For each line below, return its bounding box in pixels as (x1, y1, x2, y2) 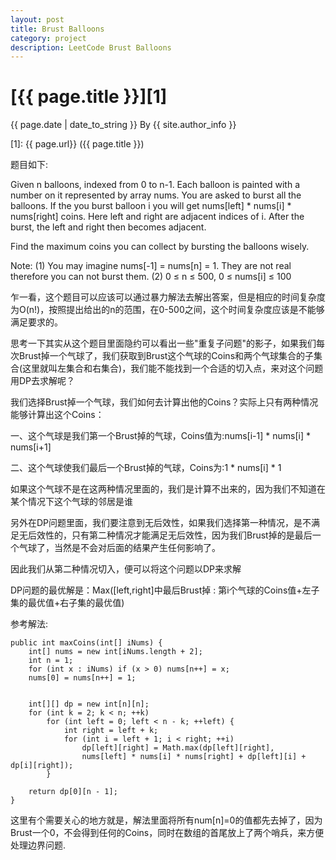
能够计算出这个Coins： (10, 409, 105, 421)
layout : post (10, 14, 65, 25)
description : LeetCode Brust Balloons (10, 42, 172, 53)
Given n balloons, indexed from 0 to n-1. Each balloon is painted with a (10, 179, 301, 191)
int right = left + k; (63, 726, 159, 736)
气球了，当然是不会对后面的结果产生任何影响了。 (18, 542, 221, 554)
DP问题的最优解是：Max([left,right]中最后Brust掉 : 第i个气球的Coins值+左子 (10, 584, 320, 596)
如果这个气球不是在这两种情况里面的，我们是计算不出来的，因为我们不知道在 (10, 483, 326, 495)
